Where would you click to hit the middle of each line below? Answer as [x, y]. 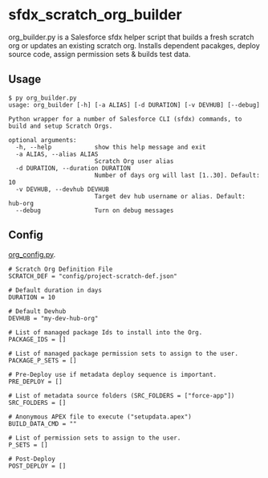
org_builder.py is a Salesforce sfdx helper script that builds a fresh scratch [131, 37]
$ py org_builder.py [43, 98]
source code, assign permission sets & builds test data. [99, 54]
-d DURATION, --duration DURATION [73, 168]
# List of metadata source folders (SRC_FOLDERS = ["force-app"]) [122, 395]
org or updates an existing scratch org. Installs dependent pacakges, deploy [134, 45]
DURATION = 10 [32, 297]
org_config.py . [32, 254]
